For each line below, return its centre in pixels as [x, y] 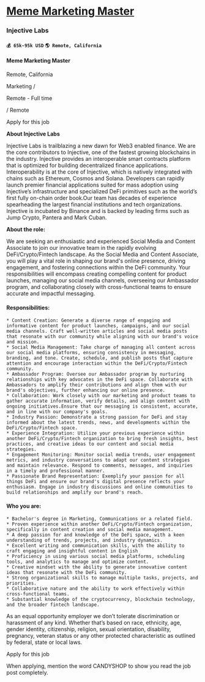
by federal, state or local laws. [44, 642]
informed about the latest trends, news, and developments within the [98, 423]
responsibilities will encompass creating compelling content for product [96, 274]
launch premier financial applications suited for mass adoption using [92, 185]
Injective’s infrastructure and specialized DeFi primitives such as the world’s [102, 191]
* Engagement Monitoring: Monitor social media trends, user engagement [101, 455]
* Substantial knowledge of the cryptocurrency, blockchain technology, [101, 600]
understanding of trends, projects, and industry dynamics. [85, 541]
